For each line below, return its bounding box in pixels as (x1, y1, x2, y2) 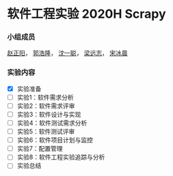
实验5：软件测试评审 (16, 128, 75, 136)
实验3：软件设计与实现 (16, 110, 81, 118)
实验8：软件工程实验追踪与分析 (16, 153, 105, 161)
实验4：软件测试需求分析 (16, 119, 88, 127)
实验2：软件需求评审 (16, 102, 75, 110)
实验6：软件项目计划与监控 (16, 136, 94, 144)
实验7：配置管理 (16, 145, 63, 153)
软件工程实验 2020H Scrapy (7, 6, 166, 22)
